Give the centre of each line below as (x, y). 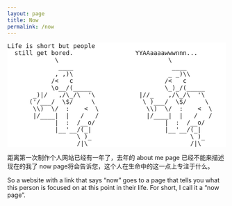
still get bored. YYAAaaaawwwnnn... (106, 53)
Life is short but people (51, 46)
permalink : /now (31, 26)
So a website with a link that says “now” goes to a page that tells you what (114, 180)
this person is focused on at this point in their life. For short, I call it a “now (113, 188)
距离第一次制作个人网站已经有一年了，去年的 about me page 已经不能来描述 (116, 158)
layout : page (26, 14)
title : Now (23, 20)
